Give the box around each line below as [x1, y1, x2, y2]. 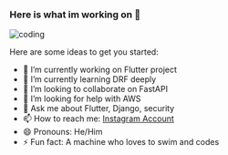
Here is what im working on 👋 [9, 8, 141, 21]
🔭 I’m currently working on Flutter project [22, 64, 178, 76]
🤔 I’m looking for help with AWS [22, 93, 141, 104]
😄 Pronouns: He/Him [22, 127, 103, 138]
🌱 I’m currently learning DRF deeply [22, 74, 157, 85]
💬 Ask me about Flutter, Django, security [22, 103, 175, 114]
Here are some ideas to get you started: [9, 46, 160, 57]
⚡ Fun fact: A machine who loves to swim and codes [22, 137, 220, 148]
